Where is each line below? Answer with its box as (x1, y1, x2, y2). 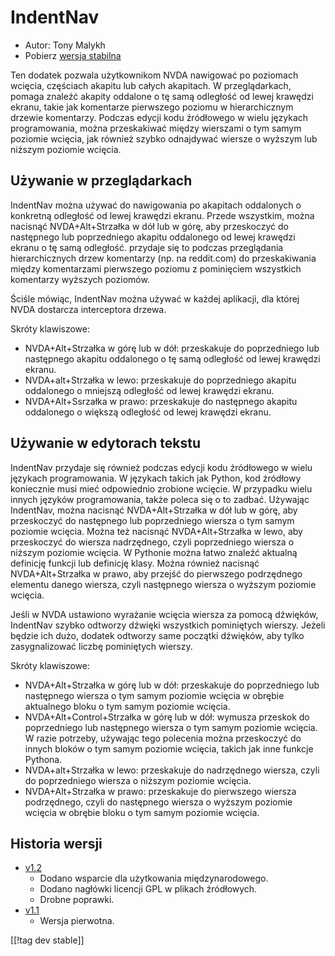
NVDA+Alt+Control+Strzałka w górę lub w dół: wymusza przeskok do (24, 711, 310, 723)
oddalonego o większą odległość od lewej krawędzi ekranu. (24, 406, 272, 418)
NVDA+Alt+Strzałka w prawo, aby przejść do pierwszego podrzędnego (10, 567, 303, 580)
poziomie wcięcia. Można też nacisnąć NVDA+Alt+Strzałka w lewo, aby (10, 525, 303, 537)
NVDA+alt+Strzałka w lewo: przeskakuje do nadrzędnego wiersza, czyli (24, 764, 320, 776)
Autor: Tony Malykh (24, 39, 106, 51)
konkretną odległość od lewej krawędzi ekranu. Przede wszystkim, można (10, 209, 315, 221)
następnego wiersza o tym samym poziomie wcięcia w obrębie (24, 689, 285, 701)
